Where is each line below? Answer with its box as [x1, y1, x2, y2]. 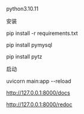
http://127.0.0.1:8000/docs [6, 89, 70, 96]
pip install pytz [6, 53, 43, 60]
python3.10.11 [6, 5, 39, 12]
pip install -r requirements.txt [6, 30, 78, 37]
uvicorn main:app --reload [6, 78, 71, 84]
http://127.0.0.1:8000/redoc [6, 101, 73, 108]
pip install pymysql [6, 42, 53, 48]
